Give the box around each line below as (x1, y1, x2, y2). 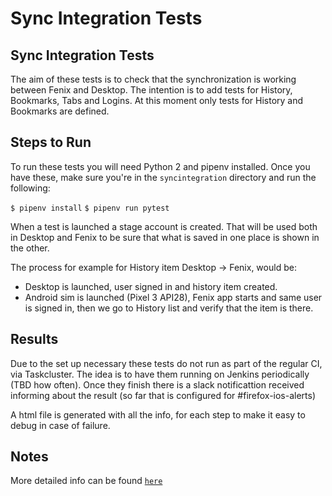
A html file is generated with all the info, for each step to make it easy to (10, 408, 306, 421)
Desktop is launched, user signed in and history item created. (24, 280, 278, 292)
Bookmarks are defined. (10, 105, 110, 117)
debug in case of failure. (10, 419, 111, 431)
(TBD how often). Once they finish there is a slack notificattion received (10, 378, 305, 391)
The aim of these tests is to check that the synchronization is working (10, 73, 297, 85)
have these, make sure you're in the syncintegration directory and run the (10, 171, 317, 183)
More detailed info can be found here (10, 475, 163, 487)
